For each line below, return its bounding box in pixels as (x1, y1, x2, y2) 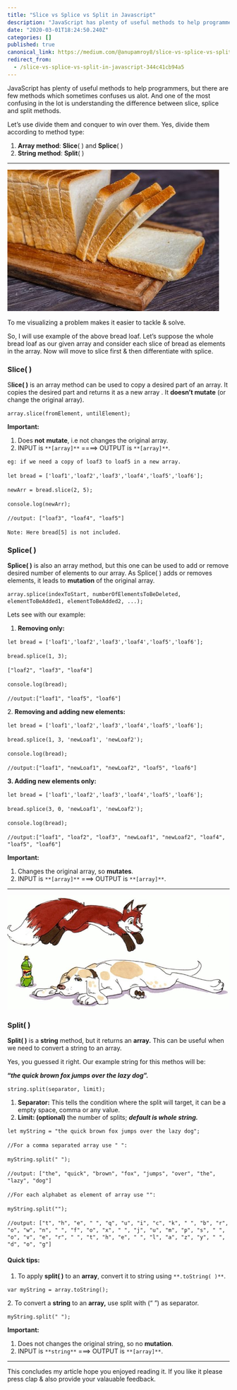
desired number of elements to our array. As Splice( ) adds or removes (7, 569, 213, 578)
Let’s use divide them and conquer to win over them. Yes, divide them (7, 120, 210, 129)
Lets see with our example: (7, 610, 86, 619)
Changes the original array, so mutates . (17, 867, 134, 876)
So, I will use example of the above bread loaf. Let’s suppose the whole (7, 332, 214, 340)
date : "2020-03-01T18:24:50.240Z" (7, 26, 109, 33)
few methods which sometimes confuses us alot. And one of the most (7, 91, 211, 100)
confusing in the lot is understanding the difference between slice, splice (7, 99, 219, 107)
